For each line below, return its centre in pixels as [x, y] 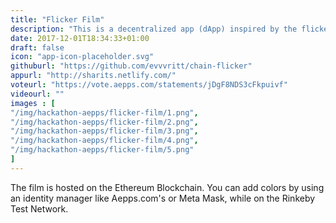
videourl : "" [37, 94]
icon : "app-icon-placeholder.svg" [82, 57]
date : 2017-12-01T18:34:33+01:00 [80, 38]
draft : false [37, 47]
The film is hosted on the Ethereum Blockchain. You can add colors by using [167, 187]
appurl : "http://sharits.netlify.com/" [93, 76]
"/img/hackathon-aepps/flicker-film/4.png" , [104, 141]
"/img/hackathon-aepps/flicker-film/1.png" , [104, 112]
